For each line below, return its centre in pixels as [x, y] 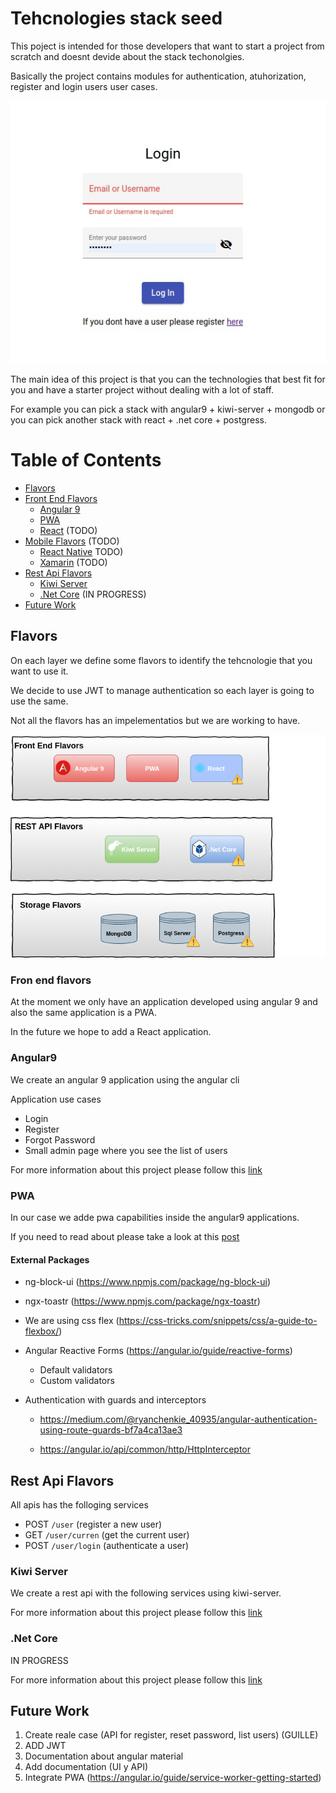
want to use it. [39, 671]
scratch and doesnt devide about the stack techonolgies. [127, 56]
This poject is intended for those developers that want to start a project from [167, 46]
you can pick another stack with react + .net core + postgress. [138, 420]
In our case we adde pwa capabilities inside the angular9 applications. [155, 1218]
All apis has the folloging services [79, 1505]
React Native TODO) [81, 552]
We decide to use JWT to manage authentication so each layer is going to [162, 690]
